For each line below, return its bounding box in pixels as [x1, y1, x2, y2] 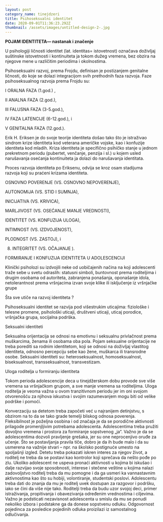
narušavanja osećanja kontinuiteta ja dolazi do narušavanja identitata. [5, 155, 145, 161]
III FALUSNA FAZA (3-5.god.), [5, 107, 64, 112]
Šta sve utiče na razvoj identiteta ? [5, 295, 74, 300]
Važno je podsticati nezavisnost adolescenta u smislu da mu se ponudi [5, 496, 147, 502]
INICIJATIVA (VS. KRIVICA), [5, 198, 60, 205]
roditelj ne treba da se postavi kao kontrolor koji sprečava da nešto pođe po [5, 455, 157, 461]
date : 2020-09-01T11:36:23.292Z [5, 20, 71, 26]
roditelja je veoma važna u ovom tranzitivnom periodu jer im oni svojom [5, 388, 148, 394]
